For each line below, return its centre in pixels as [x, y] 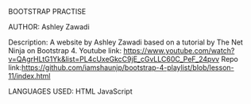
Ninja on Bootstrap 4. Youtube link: [65, 50]
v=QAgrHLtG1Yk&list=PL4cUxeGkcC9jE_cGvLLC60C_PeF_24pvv [114, 59]
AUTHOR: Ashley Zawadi [49, 27]
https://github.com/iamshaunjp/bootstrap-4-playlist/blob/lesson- [127, 67]
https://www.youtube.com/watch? [179, 50]
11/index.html [29, 76]
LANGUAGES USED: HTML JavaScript [70, 91]
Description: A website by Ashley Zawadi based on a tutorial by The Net [126, 42]
